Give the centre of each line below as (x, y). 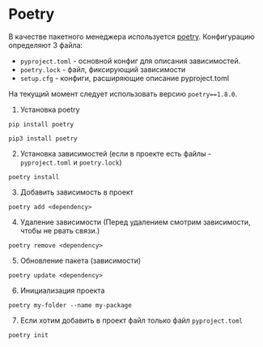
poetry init (28, 335)
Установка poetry (50, 109)
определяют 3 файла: (46, 45)
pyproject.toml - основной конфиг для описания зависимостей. (130, 61)
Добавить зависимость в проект (76, 192)
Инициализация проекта (62, 290)
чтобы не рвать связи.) (60, 230)
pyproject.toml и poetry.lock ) (71, 162)
